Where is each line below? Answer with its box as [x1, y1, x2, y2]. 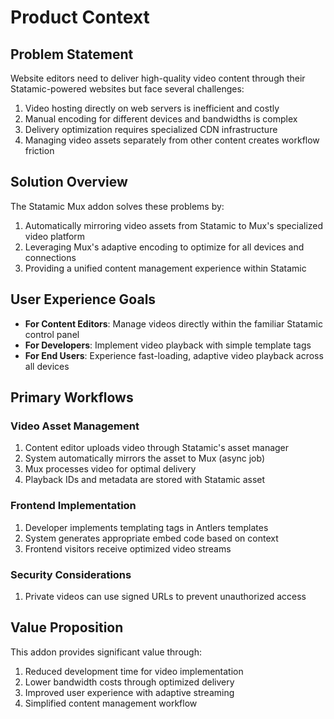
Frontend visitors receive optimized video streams [24, 542, 232, 555]
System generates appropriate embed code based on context [24, 532, 279, 544]
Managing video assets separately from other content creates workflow [24, 134, 320, 146]
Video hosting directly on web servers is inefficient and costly [24, 102, 280, 114]
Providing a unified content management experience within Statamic [24, 262, 307, 274]
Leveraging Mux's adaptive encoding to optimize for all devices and [24, 241, 305, 253]
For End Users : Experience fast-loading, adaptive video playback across [24, 349, 324, 361]
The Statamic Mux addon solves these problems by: [10, 200, 225, 212]
